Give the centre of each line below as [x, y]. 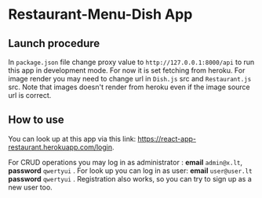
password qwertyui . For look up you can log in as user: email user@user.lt [130, 171]
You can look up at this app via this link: [72, 139]
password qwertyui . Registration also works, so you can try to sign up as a [130, 178]
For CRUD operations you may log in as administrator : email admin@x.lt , [126, 162]
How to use [36, 120]
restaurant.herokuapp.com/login [60, 147]
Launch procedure [54, 43]
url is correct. [30, 95]
